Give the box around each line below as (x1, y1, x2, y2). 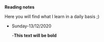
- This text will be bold (11, 33, 57, 38)
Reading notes (4, 4, 35, 10)
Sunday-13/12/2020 (11, 23, 52, 29)
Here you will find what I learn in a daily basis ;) (4, 14, 100, 19)
